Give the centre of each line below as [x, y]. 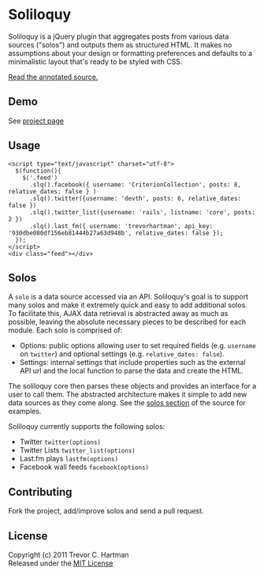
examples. [25, 412]
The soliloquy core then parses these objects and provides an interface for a [132, 386]
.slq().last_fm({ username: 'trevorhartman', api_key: [121, 226]
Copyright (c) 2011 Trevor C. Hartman [69, 555]
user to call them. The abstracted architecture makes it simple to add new [128, 395]
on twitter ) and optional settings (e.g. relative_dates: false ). [122, 354]
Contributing [40, 492]
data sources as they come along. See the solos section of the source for [127, 403]
